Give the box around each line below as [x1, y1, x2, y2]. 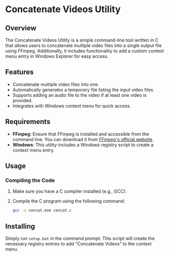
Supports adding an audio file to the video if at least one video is [12, 92, 147, 98]
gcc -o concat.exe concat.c [12, 208, 72, 213]
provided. [12, 97, 33, 103]
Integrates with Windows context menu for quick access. [12, 103, 131, 109]
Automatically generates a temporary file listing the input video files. [12, 87, 155, 93]
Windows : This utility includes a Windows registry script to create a [12, 142, 154, 148]
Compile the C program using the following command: [12, 198, 125, 204]
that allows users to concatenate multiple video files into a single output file [5, 42, 162, 49]
